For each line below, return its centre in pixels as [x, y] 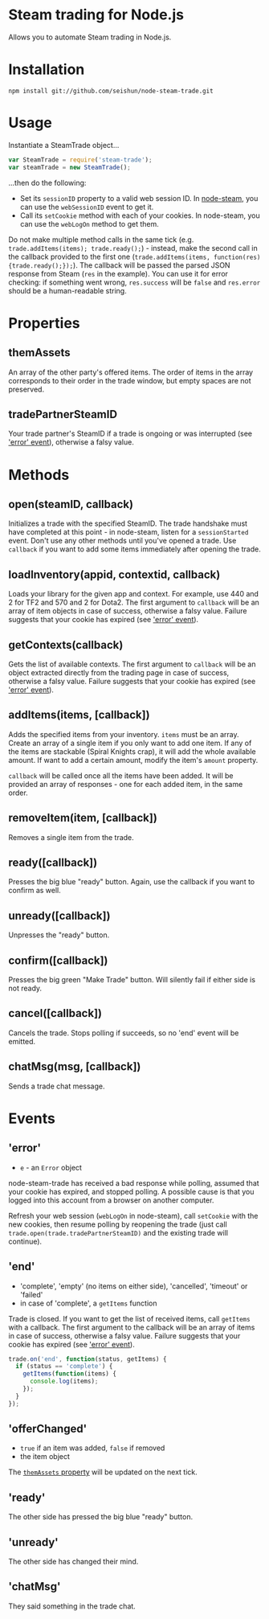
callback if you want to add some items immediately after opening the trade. [134, 549]
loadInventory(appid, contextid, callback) [114, 574]
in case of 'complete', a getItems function [88, 1303]
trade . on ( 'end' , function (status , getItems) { [88, 1359]
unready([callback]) [59, 915]
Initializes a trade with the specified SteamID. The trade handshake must [128, 523]
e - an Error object [51, 1167]
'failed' [31, 1294]
